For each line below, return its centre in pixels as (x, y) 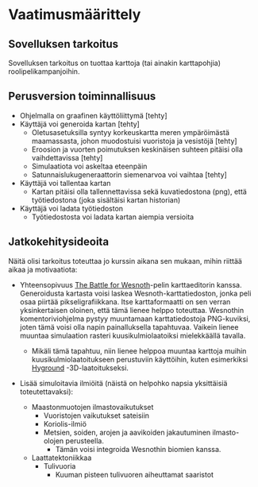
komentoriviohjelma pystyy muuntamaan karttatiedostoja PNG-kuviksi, (135, 319)
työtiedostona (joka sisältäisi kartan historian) (106, 199)
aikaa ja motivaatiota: (43, 269)
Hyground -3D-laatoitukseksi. (80, 368)
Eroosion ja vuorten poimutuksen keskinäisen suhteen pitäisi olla (137, 149)
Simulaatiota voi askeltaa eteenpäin (89, 166)
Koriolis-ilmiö (65, 423)
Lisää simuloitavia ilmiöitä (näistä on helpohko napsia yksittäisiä (123, 383)
